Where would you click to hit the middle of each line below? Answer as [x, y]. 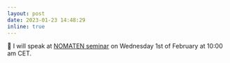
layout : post [26, 13]
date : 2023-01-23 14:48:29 [46, 20]
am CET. [20, 53]
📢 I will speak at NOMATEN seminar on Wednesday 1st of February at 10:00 [115, 46]
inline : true [26, 26]
